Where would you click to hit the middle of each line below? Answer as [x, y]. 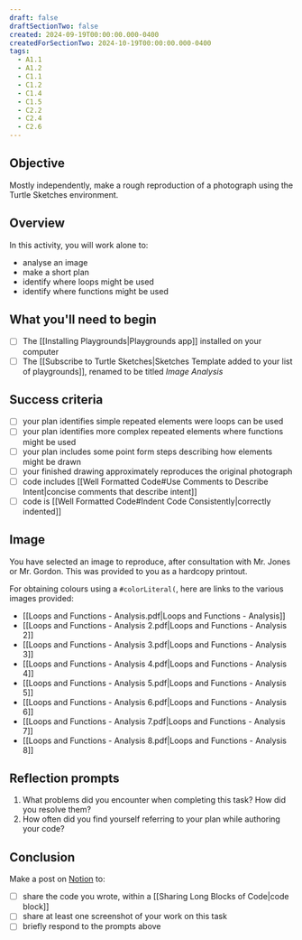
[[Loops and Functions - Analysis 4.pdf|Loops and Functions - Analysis [154, 664]
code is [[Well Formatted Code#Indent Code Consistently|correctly [146, 501]
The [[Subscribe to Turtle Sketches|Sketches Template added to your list [157, 361]
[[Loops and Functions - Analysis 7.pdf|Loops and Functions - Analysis [154, 721]
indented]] [41, 511]
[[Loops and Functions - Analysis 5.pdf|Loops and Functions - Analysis [154, 683]
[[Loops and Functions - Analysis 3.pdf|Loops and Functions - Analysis [154, 644]
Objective [37, 163]
